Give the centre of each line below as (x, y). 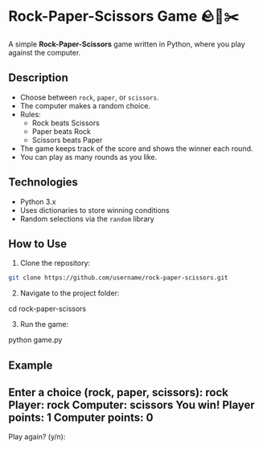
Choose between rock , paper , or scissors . (89, 97)
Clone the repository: (55, 263)
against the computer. (45, 52)
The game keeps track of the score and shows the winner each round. (136, 148)
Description (38, 78)
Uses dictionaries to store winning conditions (95, 210)
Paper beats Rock (61, 131)
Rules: (31, 114)
